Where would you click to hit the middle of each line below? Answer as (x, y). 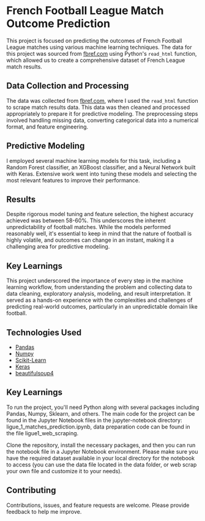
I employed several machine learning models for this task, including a (94, 160)
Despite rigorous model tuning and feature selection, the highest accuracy (100, 214)
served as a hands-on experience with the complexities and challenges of (99, 300)
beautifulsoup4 (34, 373)
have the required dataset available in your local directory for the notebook (100, 458)
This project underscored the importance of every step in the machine (95, 281)
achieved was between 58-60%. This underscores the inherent (86, 220)
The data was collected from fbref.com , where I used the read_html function (102, 100)
